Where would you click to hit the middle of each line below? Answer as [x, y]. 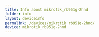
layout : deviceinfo [25, 18]
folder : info [18, 14]
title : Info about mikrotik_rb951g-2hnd [47, 9]
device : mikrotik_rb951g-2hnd [36, 27]
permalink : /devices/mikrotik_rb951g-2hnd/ [50, 23]
